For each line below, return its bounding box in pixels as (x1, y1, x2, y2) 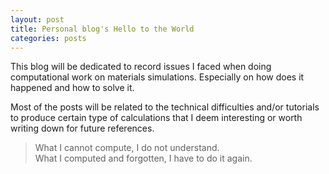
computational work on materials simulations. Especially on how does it (10, 71, 305, 83)
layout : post (10, 14, 65, 25)
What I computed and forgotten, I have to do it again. (34, 152, 253, 165)
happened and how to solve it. (10, 82, 135, 94)
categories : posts (10, 33, 87, 43)
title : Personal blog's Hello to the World (10, 24, 195, 34)
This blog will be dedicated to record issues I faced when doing (10, 61, 272, 73)
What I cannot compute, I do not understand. (34, 142, 220, 154)
